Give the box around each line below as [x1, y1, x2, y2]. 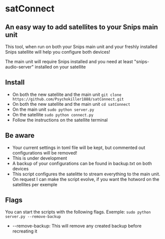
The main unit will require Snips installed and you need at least [5, 59, 133, 65]
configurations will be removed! [12, 150, 78, 156]
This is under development [12, 155, 67, 161]
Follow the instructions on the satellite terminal [12, 117, 108, 123]
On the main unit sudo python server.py [12, 106, 94, 112]
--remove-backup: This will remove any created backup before [12, 223, 142, 229]
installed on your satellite [34, 64, 86, 70]
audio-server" [5, 64, 34, 70]
